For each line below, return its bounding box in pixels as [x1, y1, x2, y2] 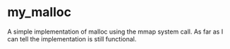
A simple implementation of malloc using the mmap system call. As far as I [7, 27, 224, 36]
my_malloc [7, 4, 72, 20]
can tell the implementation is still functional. [7, 34, 137, 43]
